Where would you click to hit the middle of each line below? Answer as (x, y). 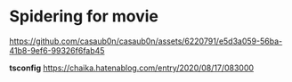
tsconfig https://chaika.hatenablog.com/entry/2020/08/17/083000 (132, 68)
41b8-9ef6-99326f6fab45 (57, 50)
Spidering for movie (84, 16)
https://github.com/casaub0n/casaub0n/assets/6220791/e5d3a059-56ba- (146, 41)
